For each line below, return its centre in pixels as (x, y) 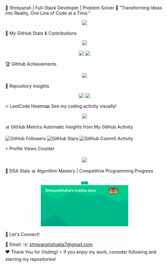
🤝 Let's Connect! (23, 234)
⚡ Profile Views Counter (30, 149)
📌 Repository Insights (27, 86)
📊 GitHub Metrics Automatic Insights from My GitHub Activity (69, 127)
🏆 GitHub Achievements (31, 64)
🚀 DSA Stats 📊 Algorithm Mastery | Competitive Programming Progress (79, 171)
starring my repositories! (31, 259)
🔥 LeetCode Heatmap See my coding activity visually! (61, 106)
